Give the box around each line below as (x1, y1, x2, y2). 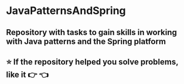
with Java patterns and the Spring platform (6, 36, 166, 46)
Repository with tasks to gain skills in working (6, 27, 178, 37)
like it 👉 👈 (6, 69, 49, 79)
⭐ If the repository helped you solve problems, (6, 57, 179, 66)
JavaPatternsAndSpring (6, 4, 126, 17)
